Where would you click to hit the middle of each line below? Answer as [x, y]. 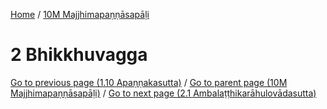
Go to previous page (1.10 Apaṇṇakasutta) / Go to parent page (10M [149, 82]
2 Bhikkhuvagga [79, 55]
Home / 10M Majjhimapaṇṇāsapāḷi [80, 14]
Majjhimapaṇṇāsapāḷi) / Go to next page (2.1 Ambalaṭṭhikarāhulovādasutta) [163, 93]
